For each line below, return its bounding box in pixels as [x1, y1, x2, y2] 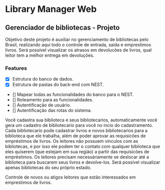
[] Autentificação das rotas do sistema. [12, 107, 92, 113]
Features [5, 65, 27, 72]
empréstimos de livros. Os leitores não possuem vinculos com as [5, 138, 138, 144]
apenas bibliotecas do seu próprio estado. [5, 165, 92, 171]
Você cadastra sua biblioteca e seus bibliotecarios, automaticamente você [5, 117, 158, 123]
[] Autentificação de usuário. [12, 102, 71, 108]
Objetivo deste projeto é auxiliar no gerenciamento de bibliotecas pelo [5, 36, 149, 42]
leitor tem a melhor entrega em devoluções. [5, 52, 94, 58]
